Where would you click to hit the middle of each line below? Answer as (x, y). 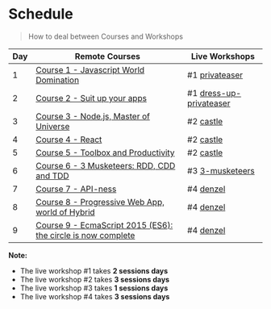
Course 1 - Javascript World (90, 69)
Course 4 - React (69, 140)
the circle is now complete (85, 235)
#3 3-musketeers (221, 170)
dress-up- (221, 93)
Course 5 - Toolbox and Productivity (105, 152)
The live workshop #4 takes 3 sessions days (95, 296)
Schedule (41, 14)
